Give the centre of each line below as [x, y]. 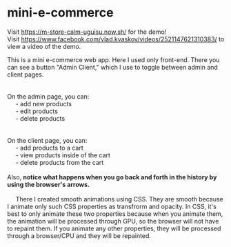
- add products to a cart [50, 148]
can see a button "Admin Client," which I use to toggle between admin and [113, 67]
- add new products [44, 103]
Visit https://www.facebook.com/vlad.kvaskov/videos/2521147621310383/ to [116, 39]
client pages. [26, 75]
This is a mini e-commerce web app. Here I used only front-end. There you [113, 59]
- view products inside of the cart [63, 155]
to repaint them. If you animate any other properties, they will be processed [114, 228]
